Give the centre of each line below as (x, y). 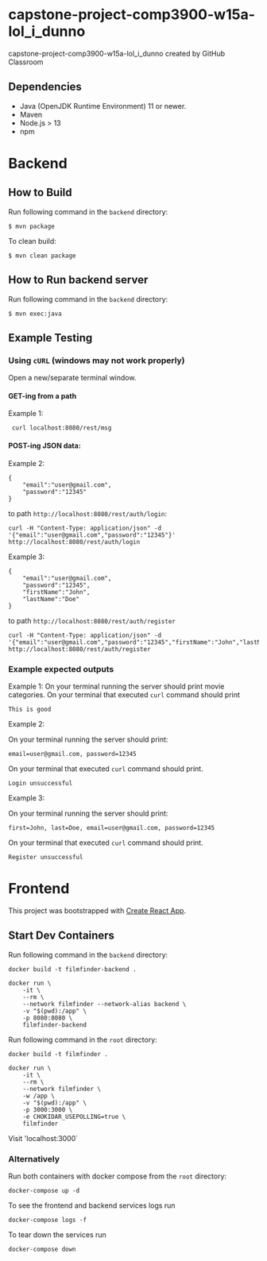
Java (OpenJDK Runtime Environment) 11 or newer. (103, 106)
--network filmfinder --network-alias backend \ (104, 1004)
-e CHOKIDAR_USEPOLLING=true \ (74, 1116)
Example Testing (50, 338)
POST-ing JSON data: (44, 445)
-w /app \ (39, 1096)
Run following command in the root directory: (83, 1039)
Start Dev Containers (62, 936)
